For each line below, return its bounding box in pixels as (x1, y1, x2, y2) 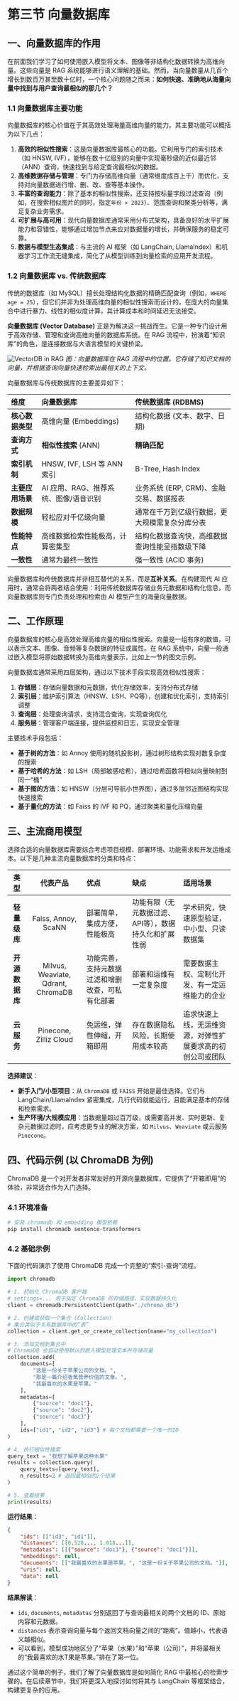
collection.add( (7, 1354, 55, 1361)
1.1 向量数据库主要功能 (7, 103, 83, 113)
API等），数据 (132, 919, 176, 929)
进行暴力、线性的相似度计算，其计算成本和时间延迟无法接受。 (19, 306, 200, 315)
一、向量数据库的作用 (7, 37, 101, 49)
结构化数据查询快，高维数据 (134, 530, 228, 540)
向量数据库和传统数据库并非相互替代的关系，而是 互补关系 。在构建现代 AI (7, 574, 221, 583)
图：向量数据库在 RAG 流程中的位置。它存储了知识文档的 (65, 354, 231, 363)
